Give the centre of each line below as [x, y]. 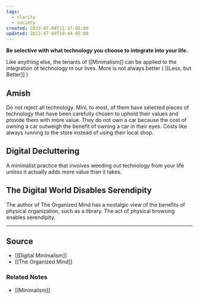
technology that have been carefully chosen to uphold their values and [92, 114]
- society [23, 22]
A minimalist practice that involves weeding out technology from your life [95, 165]
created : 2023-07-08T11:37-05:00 [47, 28]
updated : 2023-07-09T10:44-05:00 [47, 34]
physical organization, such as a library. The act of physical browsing [91, 211]
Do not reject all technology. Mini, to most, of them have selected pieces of [98, 107]
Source [20, 241]
